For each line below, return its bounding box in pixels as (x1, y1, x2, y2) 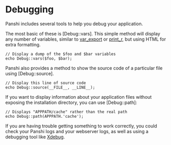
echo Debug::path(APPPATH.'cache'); (5, 114, 84, 119)
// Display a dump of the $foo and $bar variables (5, 51, 116, 57)
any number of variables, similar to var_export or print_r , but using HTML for (5, 36, 166, 42)
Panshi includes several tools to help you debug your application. (5, 21, 143, 27)
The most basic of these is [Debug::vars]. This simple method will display (5, 30, 161, 37)
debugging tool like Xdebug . (5, 134, 65, 140)
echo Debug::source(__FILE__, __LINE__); (5, 85, 96, 90)
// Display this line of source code (5, 80, 86, 85)
